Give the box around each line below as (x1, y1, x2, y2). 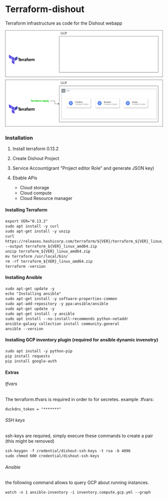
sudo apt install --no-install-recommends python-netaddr (5, 316, 128, 321)
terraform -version (5, 264, 46, 269)
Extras (5, 369, 19, 375)
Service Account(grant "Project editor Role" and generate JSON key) (12, 165, 154, 171)
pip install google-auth (5, 358, 57, 363)
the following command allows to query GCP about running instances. (5, 479, 149, 485)
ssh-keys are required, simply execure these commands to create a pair (5, 433, 153, 439)
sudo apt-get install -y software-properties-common (5, 296, 117, 301)
